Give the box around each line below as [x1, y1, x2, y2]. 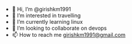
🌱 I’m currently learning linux [11, 18, 83, 25]
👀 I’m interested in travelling [11, 12, 81, 19]
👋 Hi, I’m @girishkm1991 [11, 6, 71, 12]
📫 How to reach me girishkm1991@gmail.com [11, 32, 126, 38]
